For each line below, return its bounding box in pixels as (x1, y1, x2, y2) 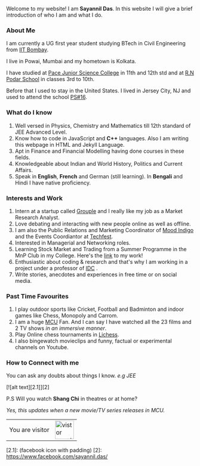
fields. (14, 153, 30, 161)
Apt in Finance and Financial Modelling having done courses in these (14, 147, 184, 155)
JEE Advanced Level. (14, 128, 67, 135)
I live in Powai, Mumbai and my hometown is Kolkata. (6, 58, 136, 65)
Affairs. (14, 166, 33, 174)
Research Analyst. (14, 214, 60, 221)
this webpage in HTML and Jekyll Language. (14, 141, 125, 148)
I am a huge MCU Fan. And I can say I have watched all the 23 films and (14, 319, 192, 326)
